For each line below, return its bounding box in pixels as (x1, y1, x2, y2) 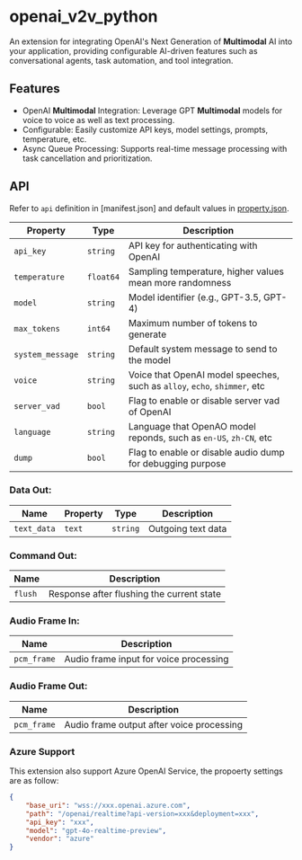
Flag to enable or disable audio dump (128, 446, 285, 458)
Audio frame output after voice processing (64, 718, 244, 731)
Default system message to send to (128, 342, 278, 355)
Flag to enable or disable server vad (128, 394, 280, 406)
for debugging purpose (128, 457, 226, 469)
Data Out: (9, 483, 52, 496)
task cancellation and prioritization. (22, 153, 153, 164)
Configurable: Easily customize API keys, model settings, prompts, (22, 124, 268, 135)
